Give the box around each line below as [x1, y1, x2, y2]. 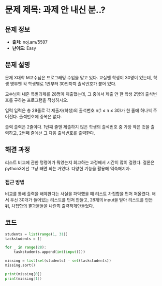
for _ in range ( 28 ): [5, 245, 47, 250]
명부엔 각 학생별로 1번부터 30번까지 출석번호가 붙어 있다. [10, 81, 117, 87]
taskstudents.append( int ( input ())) [14, 250, 86, 254]
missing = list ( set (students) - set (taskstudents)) [5, 258, 111, 263]
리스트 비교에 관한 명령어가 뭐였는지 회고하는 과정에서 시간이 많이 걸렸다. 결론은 [5, 159, 155, 165]
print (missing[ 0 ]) [5, 271, 42, 276]
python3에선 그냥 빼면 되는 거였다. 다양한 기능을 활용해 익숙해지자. [5, 165, 132, 171]
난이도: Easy [12, 45, 36, 51]
